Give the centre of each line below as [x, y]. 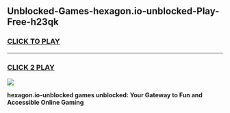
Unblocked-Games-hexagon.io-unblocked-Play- [113, 11]
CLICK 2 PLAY [31, 67]
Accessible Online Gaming [46, 102]
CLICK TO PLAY [34, 42]
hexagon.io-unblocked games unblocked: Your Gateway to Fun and [105, 95]
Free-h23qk [33, 22]
